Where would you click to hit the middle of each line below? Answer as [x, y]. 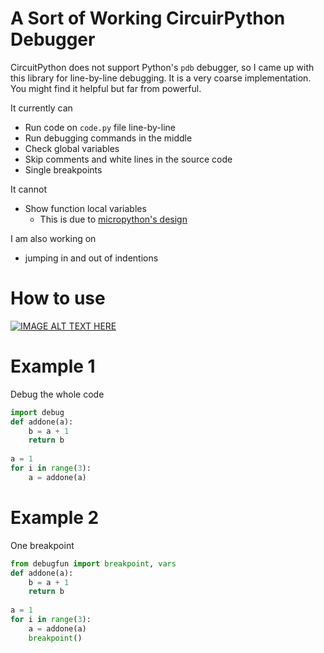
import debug [37, 412]
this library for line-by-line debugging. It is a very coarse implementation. [161, 78]
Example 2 [55, 518]
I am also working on [53, 238]
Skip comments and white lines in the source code [128, 159]
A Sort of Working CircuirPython [148, 18]
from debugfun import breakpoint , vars [93, 563]
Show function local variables [85, 208]
